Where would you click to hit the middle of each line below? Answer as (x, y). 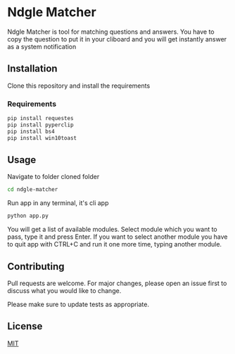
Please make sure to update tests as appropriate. (78, 304)
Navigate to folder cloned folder (53, 177)
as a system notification (42, 46)
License (25, 326)
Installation (32, 68)
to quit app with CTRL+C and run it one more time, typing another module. (115, 244)
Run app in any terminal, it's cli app (58, 203)
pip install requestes (40, 119)
